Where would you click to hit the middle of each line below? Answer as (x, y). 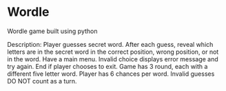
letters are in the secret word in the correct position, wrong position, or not (113, 52)
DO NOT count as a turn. (42, 81)
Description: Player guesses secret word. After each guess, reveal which (110, 44)
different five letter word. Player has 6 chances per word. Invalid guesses (111, 74)
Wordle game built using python (52, 31)
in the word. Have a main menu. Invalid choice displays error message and (113, 59)
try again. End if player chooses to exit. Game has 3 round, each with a (107, 66)
